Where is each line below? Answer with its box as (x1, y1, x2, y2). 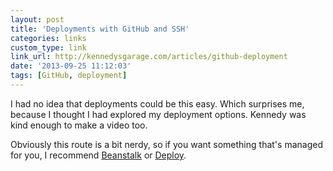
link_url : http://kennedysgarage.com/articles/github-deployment (10, 52, 288, 62)
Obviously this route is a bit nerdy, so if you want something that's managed (10, 138, 323, 150)
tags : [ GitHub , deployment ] (10, 71, 128, 81)
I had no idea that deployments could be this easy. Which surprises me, (10, 97, 305, 110)
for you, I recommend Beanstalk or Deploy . (10, 149, 187, 161)
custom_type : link (10, 42, 87, 53)
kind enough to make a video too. (10, 119, 148, 131)
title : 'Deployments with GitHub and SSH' (10, 24, 190, 34)
